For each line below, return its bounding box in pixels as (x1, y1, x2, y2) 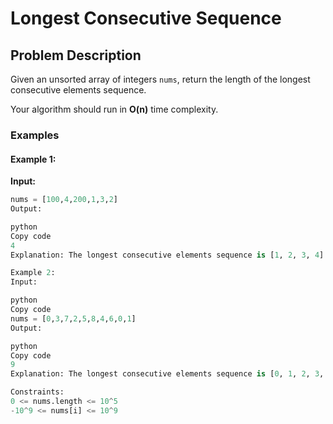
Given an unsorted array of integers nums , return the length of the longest (10, 73, 311, 85)
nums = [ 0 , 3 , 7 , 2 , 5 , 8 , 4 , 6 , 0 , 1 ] (10, 313, 137, 324)
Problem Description (10, 47, 142, 64)
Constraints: (10, 387, 65, 397)
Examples (10, 128, 60, 142)
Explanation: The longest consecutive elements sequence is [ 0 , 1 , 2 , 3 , (10, 369, 325, 379)
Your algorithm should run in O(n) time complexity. (10, 103, 219, 115)
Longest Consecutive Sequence (10, 7, 282, 30)
